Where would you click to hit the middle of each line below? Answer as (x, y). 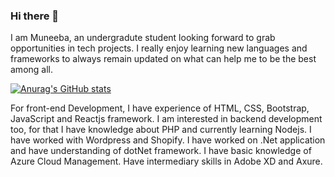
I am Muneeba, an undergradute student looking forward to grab (143, 38)
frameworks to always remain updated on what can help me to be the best (163, 59)
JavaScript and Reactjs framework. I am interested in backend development (166, 119)
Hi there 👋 (35, 16)
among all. (31, 70)
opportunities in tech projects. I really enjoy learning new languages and (159, 48)
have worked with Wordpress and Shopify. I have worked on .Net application (168, 140)
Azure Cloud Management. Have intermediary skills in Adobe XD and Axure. (166, 161)
